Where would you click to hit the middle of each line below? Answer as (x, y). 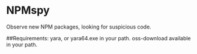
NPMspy (28, 10)
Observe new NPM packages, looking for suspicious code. (79, 27)
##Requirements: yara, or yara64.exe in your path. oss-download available (98, 38)
